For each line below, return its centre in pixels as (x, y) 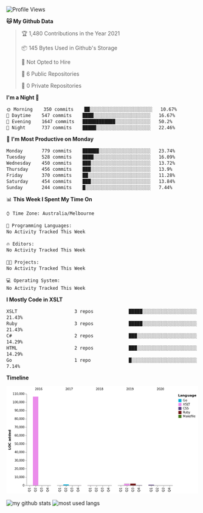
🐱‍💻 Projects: (23, 262)
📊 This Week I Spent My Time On (49, 199)
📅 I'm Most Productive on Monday (50, 139)
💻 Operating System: (33, 281)
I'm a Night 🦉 (23, 97)
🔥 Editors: (20, 244)
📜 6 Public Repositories (50, 74)
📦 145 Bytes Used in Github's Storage (69, 48)
